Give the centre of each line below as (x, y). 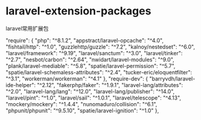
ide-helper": (21, 85)
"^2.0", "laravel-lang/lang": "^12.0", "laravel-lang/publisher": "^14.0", (90, 91)
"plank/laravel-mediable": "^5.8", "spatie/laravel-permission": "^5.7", (91, 66)
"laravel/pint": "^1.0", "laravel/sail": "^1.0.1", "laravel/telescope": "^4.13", (94, 98)
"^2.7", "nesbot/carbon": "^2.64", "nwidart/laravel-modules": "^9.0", (90, 59)
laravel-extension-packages (78, 11)
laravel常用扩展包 (27, 28)
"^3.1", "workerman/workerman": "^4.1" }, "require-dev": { (77, 79)
